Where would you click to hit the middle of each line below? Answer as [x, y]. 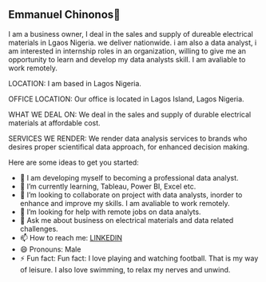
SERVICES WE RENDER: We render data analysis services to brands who [128, 138]
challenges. [39, 228]
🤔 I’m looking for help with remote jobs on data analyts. [110, 212]
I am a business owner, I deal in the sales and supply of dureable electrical [131, 34]
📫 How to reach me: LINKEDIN [71, 237]
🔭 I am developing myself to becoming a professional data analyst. [129, 177]
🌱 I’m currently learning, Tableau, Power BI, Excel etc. [108, 186]
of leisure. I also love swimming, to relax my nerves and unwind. [125, 269]
